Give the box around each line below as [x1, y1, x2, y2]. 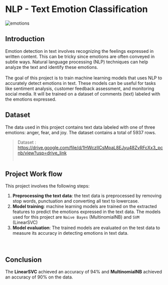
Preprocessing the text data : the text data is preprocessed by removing [12, 193, 162, 199]
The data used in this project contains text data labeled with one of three [5, 124, 155, 130]
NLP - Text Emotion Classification [5, 4, 148, 15]
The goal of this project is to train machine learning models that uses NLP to [5, 74, 162, 81]
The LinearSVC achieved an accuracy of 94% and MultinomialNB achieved [5, 269, 162, 275]
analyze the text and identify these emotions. [5, 64, 99, 70]
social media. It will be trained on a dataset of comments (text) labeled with [5, 90, 160, 97]
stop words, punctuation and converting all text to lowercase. [12, 198, 139, 204]
